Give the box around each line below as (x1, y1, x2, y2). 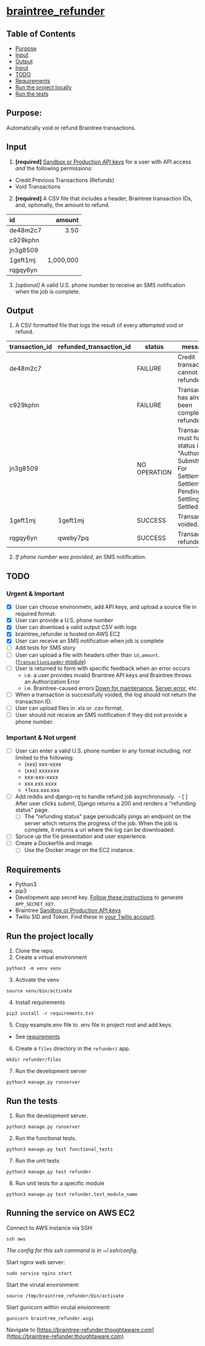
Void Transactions (15, 183, 61, 190)
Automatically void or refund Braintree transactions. (6, 124, 136, 131)
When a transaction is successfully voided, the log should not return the (15, 691, 196, 698)
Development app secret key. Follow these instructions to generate (15, 893, 184, 901)
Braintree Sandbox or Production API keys (15, 907, 121, 914)
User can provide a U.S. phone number (15, 617, 113, 624)
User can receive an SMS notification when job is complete (15, 637, 164, 645)
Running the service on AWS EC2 (6, 1208, 135, 1218)
